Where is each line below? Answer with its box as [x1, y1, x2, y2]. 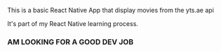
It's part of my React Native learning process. [7, 20, 139, 27]
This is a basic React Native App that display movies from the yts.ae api [7, 6, 214, 14]
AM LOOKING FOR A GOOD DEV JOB [7, 37, 134, 46]
